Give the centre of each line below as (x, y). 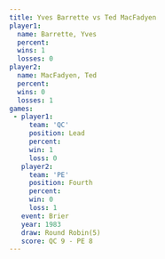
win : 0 (41, 200)
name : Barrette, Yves (57, 34)
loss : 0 (43, 158)
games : (21, 109)
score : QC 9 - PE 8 (57, 241)
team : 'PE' (49, 174)
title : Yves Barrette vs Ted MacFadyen (83, 17)
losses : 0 (35, 59)
